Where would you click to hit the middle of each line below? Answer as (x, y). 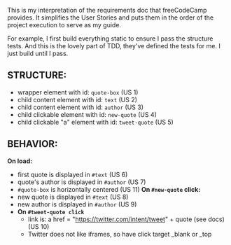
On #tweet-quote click (51, 211)
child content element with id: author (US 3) (80, 107)
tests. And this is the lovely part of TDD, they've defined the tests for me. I (114, 46)
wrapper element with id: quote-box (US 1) (78, 92)
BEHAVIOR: (33, 144)
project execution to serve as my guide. (64, 25)
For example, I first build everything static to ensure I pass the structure (110, 38)
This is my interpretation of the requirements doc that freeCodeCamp (107, 10)
